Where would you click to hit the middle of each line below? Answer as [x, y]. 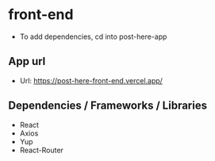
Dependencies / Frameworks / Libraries [108, 106]
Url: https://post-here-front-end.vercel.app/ [91, 80]
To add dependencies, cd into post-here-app [93, 36]
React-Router [41, 150]
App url [27, 61]
